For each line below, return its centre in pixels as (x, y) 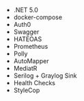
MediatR (25, 68)
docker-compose (38, 17)
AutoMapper (31, 61)
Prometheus (31, 46)
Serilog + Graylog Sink (45, 76)
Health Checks (34, 83)
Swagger (26, 32)
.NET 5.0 (26, 10)
